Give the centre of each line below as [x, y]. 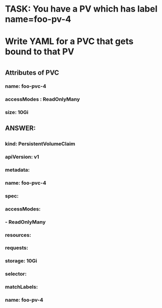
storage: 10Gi [21, 261]
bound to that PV [40, 52]
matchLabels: [21, 287]
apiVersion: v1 [22, 157]
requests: [16, 248]
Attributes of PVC [32, 73]
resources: [18, 235]
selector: [16, 274]
